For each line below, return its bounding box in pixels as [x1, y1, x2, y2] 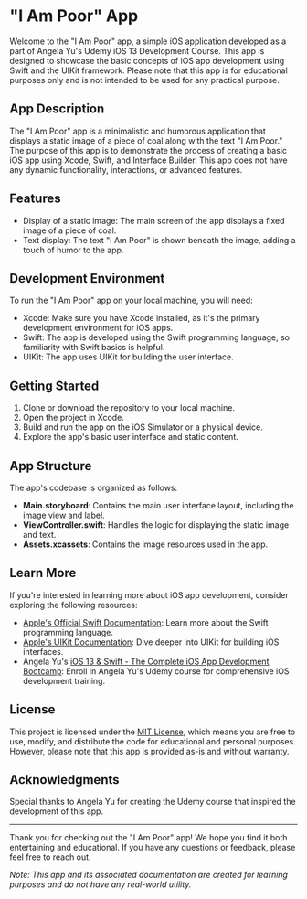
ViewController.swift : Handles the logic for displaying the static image [22, 519, 290, 530]
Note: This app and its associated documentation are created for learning [9, 870, 288, 881]
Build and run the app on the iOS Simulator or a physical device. [22, 422, 263, 433]
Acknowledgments [9, 772, 121, 787]
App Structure [9, 458, 92, 474]
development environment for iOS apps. [22, 322, 174, 334]
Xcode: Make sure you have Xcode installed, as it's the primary [22, 313, 260, 324]
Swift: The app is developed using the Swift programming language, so [22, 332, 291, 343]
